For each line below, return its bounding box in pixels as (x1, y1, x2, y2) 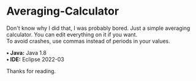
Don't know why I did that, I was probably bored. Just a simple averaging (6, 24, 190, 32)
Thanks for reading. (6, 67, 56, 74)
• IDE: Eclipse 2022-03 (6, 55, 64, 63)
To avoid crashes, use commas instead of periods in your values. (6, 37, 170, 44)
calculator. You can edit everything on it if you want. (6, 30, 138, 38)
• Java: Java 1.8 (6, 49, 47, 56)
